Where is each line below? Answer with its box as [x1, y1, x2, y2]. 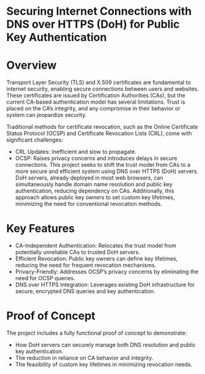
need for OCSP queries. [15, 275, 75, 282]
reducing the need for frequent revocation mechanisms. [15, 262, 157, 269]
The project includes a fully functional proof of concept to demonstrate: [6, 329, 187, 337]
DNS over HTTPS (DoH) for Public [6, 17, 180, 31]
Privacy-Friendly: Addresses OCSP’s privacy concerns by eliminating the [15, 268, 199, 275]
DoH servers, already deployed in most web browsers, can [15, 174, 163, 181]
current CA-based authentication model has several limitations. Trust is [6, 98, 185, 105]
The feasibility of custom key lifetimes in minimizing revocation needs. [15, 361, 193, 368]
